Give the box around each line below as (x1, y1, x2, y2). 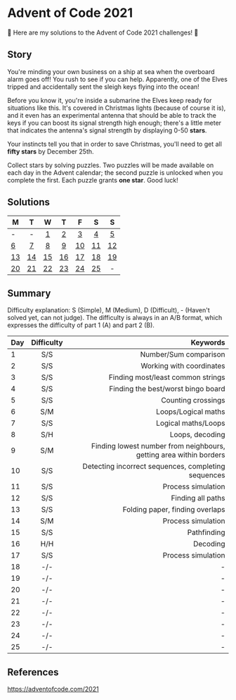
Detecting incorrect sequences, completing (82, 462, 225, 472)
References (7, 666, 59, 678)
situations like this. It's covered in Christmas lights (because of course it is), (7, 104, 226, 112)
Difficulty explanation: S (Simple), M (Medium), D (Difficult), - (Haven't (7, 306, 210, 314)
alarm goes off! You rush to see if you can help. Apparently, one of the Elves (7, 75, 228, 83)
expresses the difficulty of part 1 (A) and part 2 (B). (7, 321, 155, 329)
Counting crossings (161, 395, 225, 405)
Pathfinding (187, 527, 225, 537)
